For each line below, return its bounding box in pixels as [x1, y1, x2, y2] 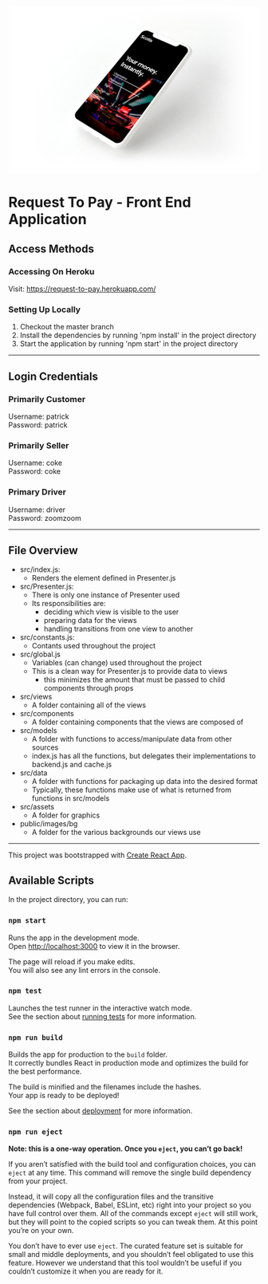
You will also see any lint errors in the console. [8, 965, 161, 975]
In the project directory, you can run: [8, 895, 128, 904]
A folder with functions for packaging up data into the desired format [31, 777, 258, 786]
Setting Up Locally [8, 304, 81, 315]
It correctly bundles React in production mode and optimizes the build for [8, 1058, 249, 1068]
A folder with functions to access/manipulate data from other [31, 735, 233, 744]
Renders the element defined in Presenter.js [31, 573, 176, 583]
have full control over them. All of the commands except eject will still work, [8, 1209, 258, 1219]
